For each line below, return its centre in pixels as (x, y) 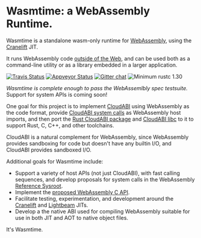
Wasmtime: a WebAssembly (78, 11)
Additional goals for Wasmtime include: (55, 161)
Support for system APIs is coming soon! (57, 94)
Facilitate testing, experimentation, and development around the (94, 198)
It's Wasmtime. (25, 229)
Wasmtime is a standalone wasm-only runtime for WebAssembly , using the (99, 40)
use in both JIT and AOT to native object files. (71, 218)
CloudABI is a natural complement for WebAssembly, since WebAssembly (97, 137)
